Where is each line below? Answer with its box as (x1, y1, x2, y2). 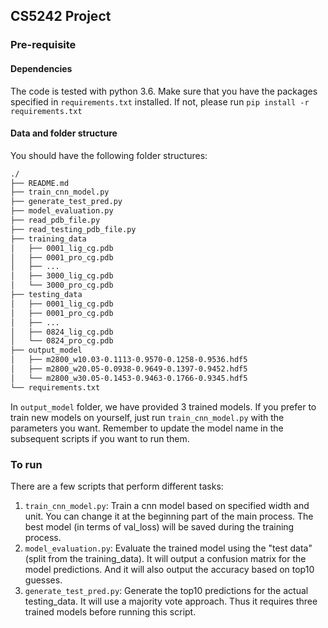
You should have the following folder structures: (10, 149, 208, 161)
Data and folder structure (10, 127, 118, 139)
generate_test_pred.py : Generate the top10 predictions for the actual (24, 585, 309, 597)
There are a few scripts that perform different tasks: (10, 480, 224, 493)
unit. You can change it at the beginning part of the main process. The (24, 510, 314, 523)
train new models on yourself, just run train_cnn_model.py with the (10, 411, 285, 423)
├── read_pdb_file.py (10, 215, 101, 226)
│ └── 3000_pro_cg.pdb (10, 280, 114, 291)
